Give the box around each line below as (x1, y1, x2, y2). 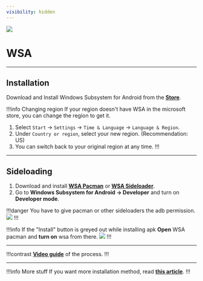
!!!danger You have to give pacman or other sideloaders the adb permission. (6, 207, 196, 214)
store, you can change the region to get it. (6, 112, 111, 119)
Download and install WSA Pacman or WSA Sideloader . (14, 182, 155, 190)
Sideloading (6, 166, 53, 176)
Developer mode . (14, 195, 59, 203)
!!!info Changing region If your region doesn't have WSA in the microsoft (6, 105, 186, 113)
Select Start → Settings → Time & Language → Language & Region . (14, 124, 180, 131)
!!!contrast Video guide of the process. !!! (6, 251, 109, 258)
